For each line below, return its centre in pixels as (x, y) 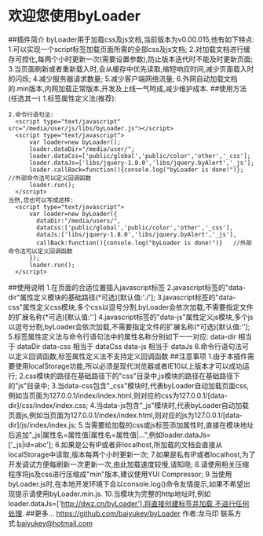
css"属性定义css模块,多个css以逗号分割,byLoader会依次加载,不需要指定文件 (131, 307)
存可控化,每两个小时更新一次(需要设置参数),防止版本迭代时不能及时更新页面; (131, 59)
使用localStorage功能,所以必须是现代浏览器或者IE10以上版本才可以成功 (129, 365)
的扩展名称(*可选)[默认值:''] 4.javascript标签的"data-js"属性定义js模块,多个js (131, 317)
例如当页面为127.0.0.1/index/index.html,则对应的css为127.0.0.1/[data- (118, 395)
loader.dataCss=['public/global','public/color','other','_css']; (140, 156)
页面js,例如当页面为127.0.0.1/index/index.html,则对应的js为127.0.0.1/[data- (126, 415)
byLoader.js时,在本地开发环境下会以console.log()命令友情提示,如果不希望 (126, 483)
